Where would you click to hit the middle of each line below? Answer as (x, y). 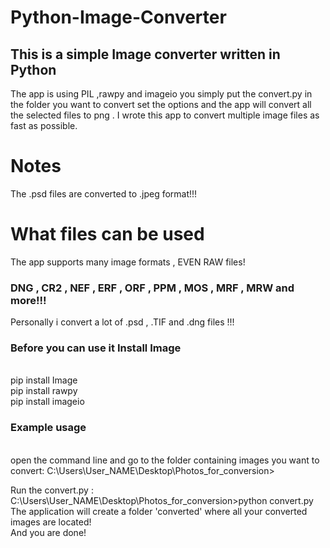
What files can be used (107, 234)
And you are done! (48, 532)
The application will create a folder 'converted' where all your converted (159, 511)
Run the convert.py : (52, 490)
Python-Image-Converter (118, 17)
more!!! (28, 300)
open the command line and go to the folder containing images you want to (165, 460)
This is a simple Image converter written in (145, 54)
